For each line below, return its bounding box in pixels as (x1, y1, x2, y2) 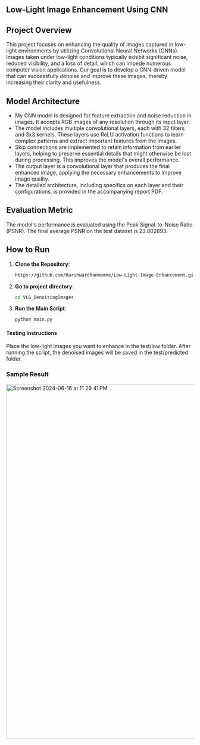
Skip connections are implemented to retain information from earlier (14, 144, 182, 151)
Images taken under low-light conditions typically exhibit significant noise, (6, 54, 188, 61)
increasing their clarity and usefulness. (6, 79, 102, 86)
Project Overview (6, 25, 72, 35)
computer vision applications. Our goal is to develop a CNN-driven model (6, 66, 186, 73)
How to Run (6, 244, 50, 255)
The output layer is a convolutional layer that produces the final (14, 163, 170, 170)
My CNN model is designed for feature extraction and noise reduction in (14, 112, 192, 119)
